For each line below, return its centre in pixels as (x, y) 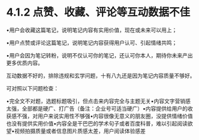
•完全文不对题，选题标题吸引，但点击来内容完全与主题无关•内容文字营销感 (98, 101)
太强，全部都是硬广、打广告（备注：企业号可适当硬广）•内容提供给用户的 (97, 108)
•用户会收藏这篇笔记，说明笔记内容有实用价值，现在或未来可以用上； (92, 30)
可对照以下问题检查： (32, 88)
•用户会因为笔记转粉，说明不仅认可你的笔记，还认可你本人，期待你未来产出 (99, 55)
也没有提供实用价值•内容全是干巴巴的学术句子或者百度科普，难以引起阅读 (97, 123)
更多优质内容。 (25, 63)
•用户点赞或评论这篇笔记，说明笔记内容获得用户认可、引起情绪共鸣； (92, 42)
